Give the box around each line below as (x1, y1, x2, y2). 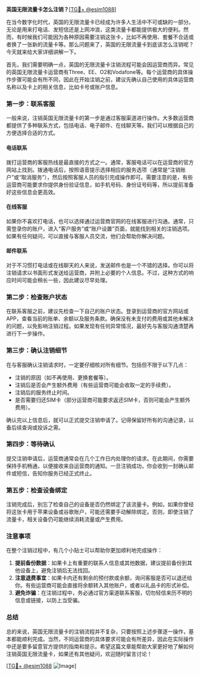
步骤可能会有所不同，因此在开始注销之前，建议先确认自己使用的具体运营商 (11, 76, 194, 83)
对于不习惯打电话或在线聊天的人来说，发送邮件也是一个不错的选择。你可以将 (6, 261, 194, 269)
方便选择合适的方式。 (6, 130, 58, 137)
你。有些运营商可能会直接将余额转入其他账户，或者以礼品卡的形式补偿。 (14, 582, 192, 589)
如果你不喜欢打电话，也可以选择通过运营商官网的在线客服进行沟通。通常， (6, 217, 189, 224)
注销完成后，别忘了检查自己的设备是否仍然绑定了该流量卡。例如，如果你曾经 (6, 501, 194, 508)
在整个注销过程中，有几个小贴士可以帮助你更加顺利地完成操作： (6, 547, 162, 554)
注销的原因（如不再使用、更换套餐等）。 (14, 374, 112, 381)
